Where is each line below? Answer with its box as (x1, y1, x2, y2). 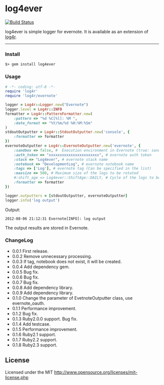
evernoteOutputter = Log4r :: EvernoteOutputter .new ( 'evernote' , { (5, 143, 141, 149)
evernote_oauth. (12, 300, 45, 306)
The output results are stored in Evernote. (5, 225, 89, 231)
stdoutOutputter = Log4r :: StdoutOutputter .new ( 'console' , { (5, 129, 130, 135)
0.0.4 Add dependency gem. (12, 263, 70, 270)
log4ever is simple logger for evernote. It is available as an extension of (5, 28, 149, 34)
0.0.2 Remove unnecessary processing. (12, 253, 92, 259)
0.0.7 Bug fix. (12, 279, 39, 285)
